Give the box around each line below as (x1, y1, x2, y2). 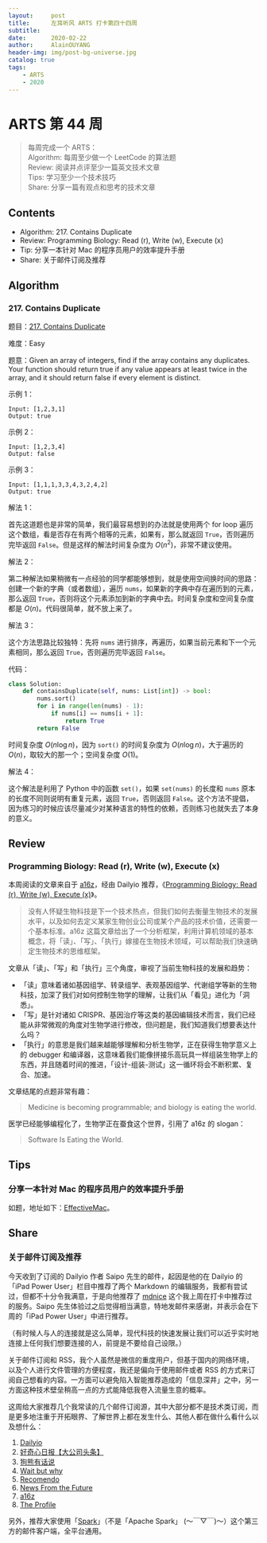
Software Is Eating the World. (27, 1135, 124, 1144)
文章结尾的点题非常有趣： (8, 1087, 92, 1097)
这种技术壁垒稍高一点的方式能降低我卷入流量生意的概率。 (21, 1385, 211, 1394)
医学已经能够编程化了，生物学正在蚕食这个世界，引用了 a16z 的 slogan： (8, 1119, 246, 1128)
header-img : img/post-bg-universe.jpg (8, 49, 137, 56)
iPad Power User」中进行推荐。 (29, 1311, 133, 1321)
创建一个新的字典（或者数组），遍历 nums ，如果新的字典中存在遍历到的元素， (8, 583, 258, 593)
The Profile (19, 1499, 56, 1509)
